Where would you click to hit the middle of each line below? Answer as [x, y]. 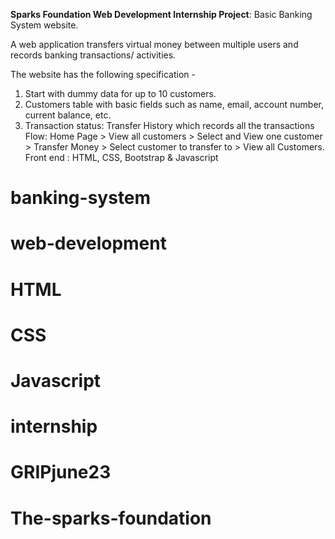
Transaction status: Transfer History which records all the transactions [169, 125]
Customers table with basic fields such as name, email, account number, [174, 104]
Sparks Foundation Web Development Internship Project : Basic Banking [161, 14]
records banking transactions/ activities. [93, 55]
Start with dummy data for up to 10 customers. [120, 93]
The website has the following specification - [103, 74]
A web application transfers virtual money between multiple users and [154, 44]
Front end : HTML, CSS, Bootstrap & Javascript [121, 157]
